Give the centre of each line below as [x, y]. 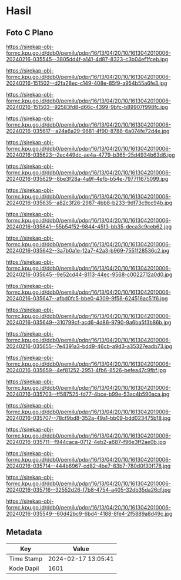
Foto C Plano [30, 33]
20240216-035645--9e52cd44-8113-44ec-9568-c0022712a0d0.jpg [89, 274]
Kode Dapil [24, 568]
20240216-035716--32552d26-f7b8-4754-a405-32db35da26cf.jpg [88, 490]
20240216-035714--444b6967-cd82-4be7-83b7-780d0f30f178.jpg [88, 466]
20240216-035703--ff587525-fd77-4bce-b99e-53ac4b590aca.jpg [88, 394]
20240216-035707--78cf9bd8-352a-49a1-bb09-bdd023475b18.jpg [88, 418]
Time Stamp [26, 559]
